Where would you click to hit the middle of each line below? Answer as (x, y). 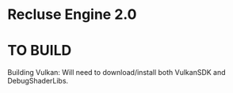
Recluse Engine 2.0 (72, 15)
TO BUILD (40, 51)
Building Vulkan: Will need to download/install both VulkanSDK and (117, 73)
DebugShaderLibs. (38, 81)
